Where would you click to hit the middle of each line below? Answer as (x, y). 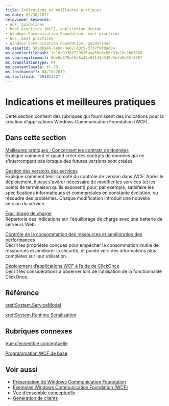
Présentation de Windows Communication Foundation (69, 382)
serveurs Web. (21, 224)
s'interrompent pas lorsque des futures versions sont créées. (70, 161)
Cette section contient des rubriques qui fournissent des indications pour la (85, 116)
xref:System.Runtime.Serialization (41, 315)
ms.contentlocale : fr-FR (32, 67)
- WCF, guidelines (25, 24)
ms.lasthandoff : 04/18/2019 (35, 72)
